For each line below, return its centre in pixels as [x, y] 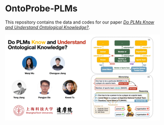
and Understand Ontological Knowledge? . [47, 27]
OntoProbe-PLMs [41, 9]
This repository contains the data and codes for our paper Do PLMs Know [80, 22]
